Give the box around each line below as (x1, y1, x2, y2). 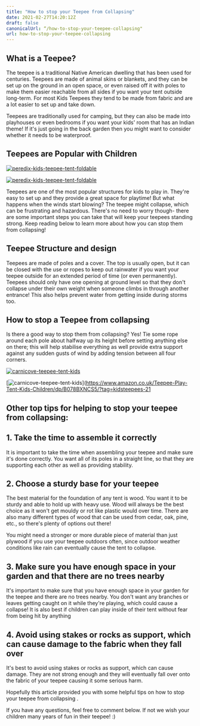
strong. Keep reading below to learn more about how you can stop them (6, 220, 183, 227)
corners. (6, 356, 27, 363)
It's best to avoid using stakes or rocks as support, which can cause (6, 664, 174, 672)
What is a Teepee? (6, 53, 76, 63)
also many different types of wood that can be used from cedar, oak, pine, (6, 514, 189, 521)
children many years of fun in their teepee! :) (6, 713, 116, 720)
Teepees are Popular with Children (6, 149, 137, 159)
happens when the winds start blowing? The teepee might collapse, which (6, 201, 189, 208)
